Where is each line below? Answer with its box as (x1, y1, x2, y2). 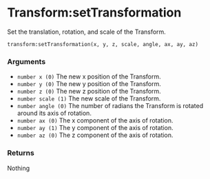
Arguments (7, 56, 46, 66)
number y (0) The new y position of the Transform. (17, 80, 162, 88)
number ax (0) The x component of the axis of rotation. (17, 116, 174, 125)
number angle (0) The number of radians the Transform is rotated (17, 102, 204, 110)
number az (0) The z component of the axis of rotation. (17, 131, 174, 139)
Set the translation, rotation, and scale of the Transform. (7, 28, 167, 36)
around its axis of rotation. (17, 109, 92, 118)
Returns (7, 148, 34, 158)
